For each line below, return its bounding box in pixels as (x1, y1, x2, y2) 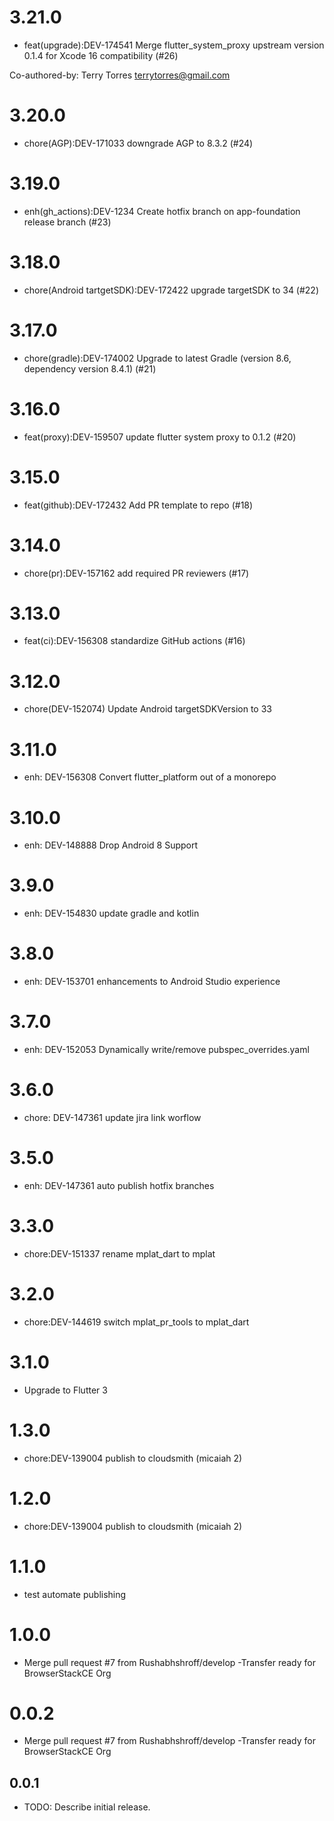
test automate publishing (23, 1588, 127, 1600)
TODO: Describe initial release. (23, 1801, 151, 1813)
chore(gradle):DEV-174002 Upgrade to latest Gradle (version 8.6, (23, 352, 292, 364)
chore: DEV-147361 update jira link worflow (23, 1112, 202, 1123)
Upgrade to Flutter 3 (23, 1384, 108, 1396)
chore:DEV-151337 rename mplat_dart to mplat (23, 1247, 216, 1260)
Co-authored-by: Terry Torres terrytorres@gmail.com (9, 69, 231, 81)
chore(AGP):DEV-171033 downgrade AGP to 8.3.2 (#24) (23, 137, 254, 149)
